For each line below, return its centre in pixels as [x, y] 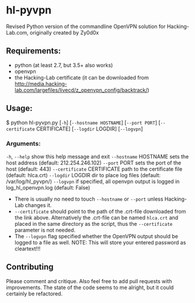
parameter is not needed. [45, 230]
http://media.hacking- [41, 84]
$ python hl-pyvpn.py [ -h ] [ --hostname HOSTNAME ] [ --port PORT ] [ [83, 122]
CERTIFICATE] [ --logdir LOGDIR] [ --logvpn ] [89, 129]
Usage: [20, 109]
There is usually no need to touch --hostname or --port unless [89, 199]
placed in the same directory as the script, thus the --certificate [93, 223]
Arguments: [23, 144]
